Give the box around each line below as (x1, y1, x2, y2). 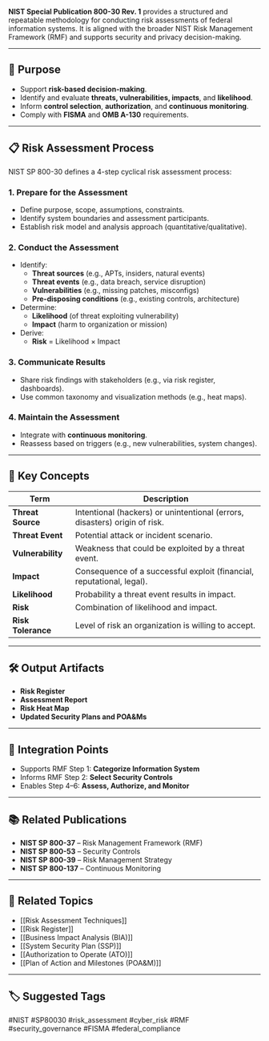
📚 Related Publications (8, 813, 127, 826)
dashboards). (19, 384, 65, 393)
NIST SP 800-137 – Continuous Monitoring (19, 864, 162, 874)
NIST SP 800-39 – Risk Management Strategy (19, 855, 172, 865)
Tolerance (12, 625, 52, 636)
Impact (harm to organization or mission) (31, 320, 168, 329)
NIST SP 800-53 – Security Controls (19, 846, 141, 856)
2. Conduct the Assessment (8, 242, 119, 253)
